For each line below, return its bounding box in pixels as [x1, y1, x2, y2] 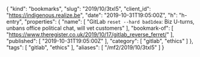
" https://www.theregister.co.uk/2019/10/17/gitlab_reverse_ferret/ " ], [6, 31, 175, 38]
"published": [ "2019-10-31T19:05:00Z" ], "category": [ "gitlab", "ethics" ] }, [6, 38, 194, 44]
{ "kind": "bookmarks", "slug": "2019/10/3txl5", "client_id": [6, 5, 152, 12]
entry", [6, 18, 23, 25]
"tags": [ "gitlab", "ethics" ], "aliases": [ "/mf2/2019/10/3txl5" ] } [6, 44, 165, 51]
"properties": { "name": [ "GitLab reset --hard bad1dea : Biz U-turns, [24, 18, 195, 25]
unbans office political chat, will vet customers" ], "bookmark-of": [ [6, 24, 174, 32]
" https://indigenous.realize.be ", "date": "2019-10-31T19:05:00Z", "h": [6, 12, 178, 19]
